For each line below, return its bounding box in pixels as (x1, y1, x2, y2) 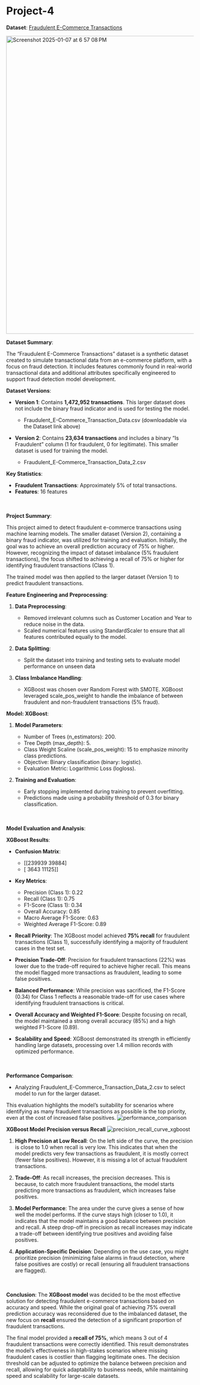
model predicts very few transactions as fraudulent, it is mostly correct (14, 1150, 189, 1157)
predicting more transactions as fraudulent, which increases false (14, 1187, 176, 1194)
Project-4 (6, 4, 55, 18)
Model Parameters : (14, 721, 64, 728)
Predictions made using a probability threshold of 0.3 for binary (23, 794, 180, 801)
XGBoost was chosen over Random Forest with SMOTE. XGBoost (23, 685, 183, 692)
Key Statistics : (6, 470, 43, 477)
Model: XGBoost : (6, 710, 49, 717)
